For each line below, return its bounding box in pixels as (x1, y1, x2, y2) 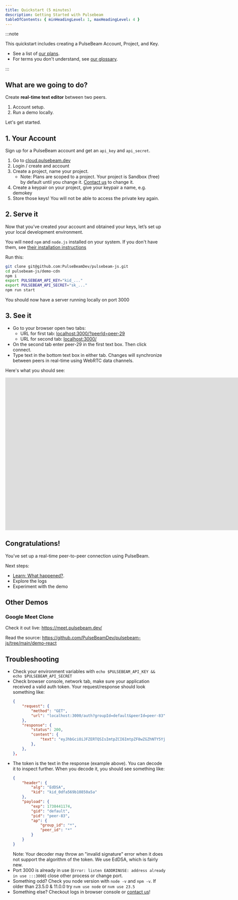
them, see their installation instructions (5, 244, 86, 250)
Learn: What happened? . (12, 572, 65, 578)
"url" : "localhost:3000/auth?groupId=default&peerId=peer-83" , (31, 713, 168, 718)
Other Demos (5, 598, 48, 607)
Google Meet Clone (5, 613, 54, 620)
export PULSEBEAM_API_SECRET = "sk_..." (5, 283, 87, 288)
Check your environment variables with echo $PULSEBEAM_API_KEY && (12, 668, 156, 674)
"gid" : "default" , (31, 808, 70, 813)
